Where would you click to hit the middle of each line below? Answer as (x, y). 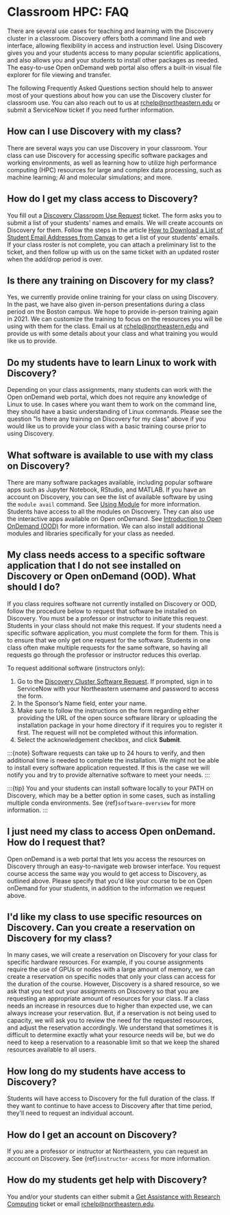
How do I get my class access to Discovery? (103, 199)
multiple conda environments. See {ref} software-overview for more (102, 802)
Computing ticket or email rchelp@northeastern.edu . (81, 1204)
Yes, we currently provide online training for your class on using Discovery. (113, 297)
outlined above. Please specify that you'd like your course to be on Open (110, 881)
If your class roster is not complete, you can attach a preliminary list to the (112, 244)
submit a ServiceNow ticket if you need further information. (91, 110)
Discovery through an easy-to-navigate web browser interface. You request (114, 866)
